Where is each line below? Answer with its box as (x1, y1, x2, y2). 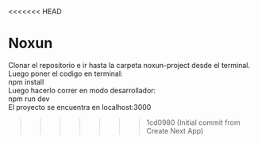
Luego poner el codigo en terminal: (8, 69, 123, 78)
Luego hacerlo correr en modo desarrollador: (8, 85, 156, 95)
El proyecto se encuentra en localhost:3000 (8, 102, 152, 111)
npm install (8, 77, 44, 86)
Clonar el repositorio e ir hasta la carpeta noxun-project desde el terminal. (8, 60, 250, 70)
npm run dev (8, 94, 50, 103)
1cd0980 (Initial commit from (146, 118, 241, 127)
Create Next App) (146, 126, 204, 135)
